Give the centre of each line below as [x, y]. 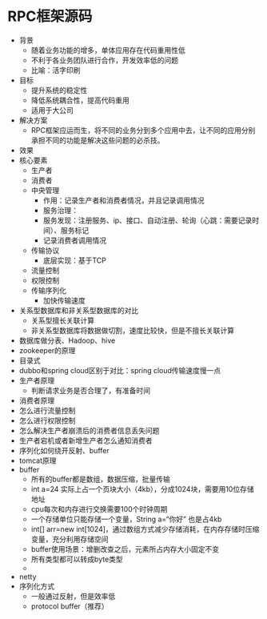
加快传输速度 [64, 300]
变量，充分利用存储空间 [70, 539]
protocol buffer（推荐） [70, 606]
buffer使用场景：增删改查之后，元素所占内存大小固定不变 [125, 549]
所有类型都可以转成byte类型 [77, 559]
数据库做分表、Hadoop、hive [67, 340]
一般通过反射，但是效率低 [73, 596]
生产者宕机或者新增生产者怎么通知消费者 [86, 440]
